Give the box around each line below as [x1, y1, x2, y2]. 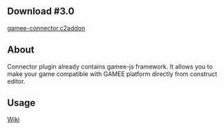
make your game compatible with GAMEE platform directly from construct [7, 69, 218, 78]
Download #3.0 [7, 6, 75, 17]
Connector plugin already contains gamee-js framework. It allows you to [7, 62, 213, 71]
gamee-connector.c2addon [7, 24, 86, 32]
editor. [7, 77, 26, 85]
